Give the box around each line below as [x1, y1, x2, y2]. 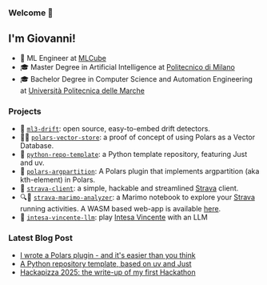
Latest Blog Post [8, 232, 74, 243]
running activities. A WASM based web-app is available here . [19, 204, 221, 214]
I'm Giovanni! [8, 32, 76, 46]
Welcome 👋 [8, 7, 54, 18]
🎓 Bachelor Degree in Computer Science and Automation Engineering [19, 74, 253, 83]
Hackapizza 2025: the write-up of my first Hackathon [19, 267, 196, 277]
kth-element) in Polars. [19, 175, 96, 185]
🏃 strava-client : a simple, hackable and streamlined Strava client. [19, 183, 239, 193]
